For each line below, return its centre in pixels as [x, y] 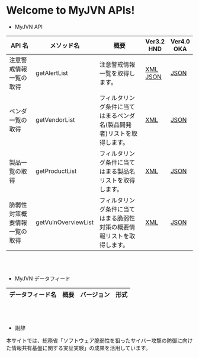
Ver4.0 [180, 41]
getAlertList [52, 73]
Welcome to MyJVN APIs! [70, 10]
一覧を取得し [118, 73]
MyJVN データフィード [43, 278]
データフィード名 [33, 295]
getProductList [56, 171]
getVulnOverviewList [64, 222]
